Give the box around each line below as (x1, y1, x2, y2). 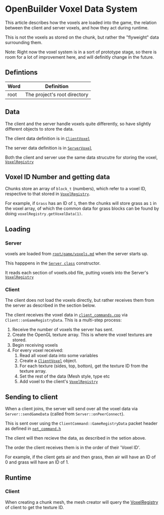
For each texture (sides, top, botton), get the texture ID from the (19, 363, 148, 369)
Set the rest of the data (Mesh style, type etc (19, 373, 110, 380)
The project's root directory (25, 91, 89, 98)
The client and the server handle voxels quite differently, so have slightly (5, 121, 151, 127)
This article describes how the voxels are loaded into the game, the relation (5, 20, 157, 25)
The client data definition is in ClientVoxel (5, 135, 90, 141)
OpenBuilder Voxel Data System (5, 3, 138, 15)
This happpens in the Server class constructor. (5, 260, 101, 266)
